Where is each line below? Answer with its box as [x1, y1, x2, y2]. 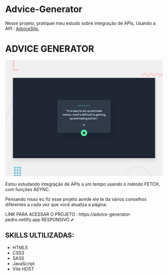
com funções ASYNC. [5, 187, 50, 193]
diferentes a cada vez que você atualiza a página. [5, 202, 107, 208]
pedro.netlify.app [5, 217, 41, 223]
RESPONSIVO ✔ [41, 217, 74, 223]
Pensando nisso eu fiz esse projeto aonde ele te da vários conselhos [5, 196, 147, 202]
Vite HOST [12, 265, 34, 272]
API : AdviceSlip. [5, 25, 39, 31]
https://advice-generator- [78, 211, 131, 217]
